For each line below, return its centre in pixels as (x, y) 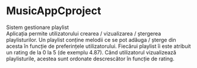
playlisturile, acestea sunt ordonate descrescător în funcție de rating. (90, 59)
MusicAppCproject (54, 11)
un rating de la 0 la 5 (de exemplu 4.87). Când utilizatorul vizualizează (91, 52)
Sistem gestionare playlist (38, 27)
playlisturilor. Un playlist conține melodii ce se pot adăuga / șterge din (91, 40)
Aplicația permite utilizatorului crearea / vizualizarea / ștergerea (84, 33)
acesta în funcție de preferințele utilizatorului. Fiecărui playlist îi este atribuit (99, 46)
